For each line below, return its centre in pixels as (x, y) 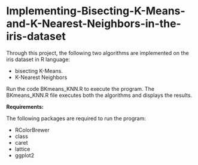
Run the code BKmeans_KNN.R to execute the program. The (80, 88)
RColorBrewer (32, 130)
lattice (22, 149)
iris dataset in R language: (38, 59)
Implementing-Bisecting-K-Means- (96, 11)
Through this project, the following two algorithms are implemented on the (98, 53)
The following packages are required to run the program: (76, 118)
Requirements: (25, 106)
